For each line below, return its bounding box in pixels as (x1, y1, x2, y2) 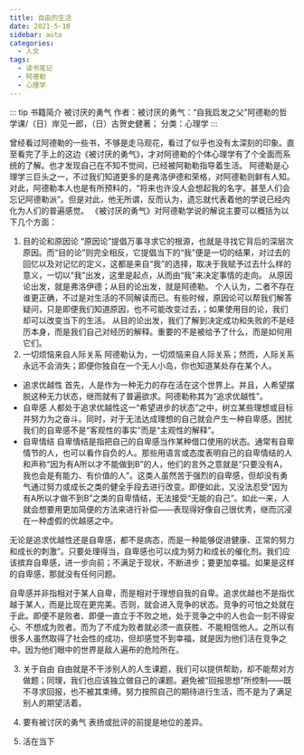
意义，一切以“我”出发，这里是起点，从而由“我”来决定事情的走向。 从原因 (22, 269, 293, 281)
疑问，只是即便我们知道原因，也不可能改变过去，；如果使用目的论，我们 (22, 303, 289, 314)
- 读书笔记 (17, 64, 53, 73)
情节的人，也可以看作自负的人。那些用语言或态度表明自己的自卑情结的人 (22, 447, 292, 458)
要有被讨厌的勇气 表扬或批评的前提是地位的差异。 (22, 716, 208, 727)
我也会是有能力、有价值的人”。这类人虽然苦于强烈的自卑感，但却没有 (22, 470, 280, 481)
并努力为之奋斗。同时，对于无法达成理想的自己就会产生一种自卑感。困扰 (22, 413, 292, 424)
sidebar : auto (9, 30, 63, 39)
